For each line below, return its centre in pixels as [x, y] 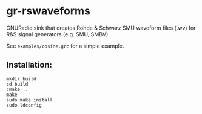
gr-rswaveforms [49, 11]
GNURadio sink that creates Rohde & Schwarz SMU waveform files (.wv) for [101, 28]
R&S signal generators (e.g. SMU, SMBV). [58, 34]
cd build [17, 84]
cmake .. [17, 89]
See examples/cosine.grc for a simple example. [65, 46]
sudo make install [29, 100]
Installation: [29, 65]
